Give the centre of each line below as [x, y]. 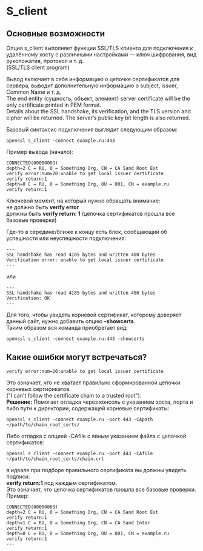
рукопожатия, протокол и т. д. [45, 61]
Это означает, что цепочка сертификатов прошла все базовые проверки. [101, 489]
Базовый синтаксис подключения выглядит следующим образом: [92, 129]
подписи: [18, 476]
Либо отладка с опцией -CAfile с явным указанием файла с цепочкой [96, 436]
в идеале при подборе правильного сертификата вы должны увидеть [96, 470]
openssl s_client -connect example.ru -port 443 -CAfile [80, 453]
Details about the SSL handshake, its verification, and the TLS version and [98, 111]
